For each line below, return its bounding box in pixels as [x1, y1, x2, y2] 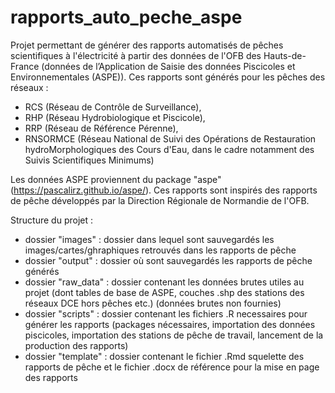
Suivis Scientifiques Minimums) [24, 154, 155, 166]
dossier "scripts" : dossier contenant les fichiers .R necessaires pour [24, 307, 308, 320]
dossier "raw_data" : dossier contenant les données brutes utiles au [24, 276, 305, 288]
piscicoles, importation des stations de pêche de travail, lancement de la [24, 329, 324, 341]
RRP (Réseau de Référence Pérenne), [24, 122, 179, 134]
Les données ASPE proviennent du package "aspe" [10, 173, 222, 185]
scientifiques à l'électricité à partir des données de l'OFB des [10, 49, 262, 61]
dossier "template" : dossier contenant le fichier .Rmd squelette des [24, 350, 305, 362]
